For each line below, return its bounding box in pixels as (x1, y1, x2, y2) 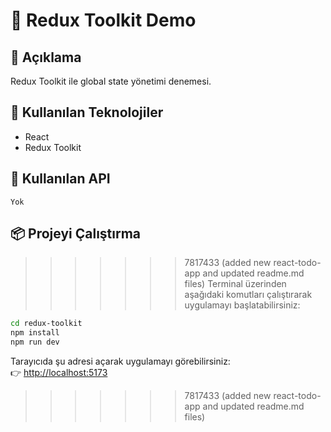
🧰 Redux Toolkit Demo (10, 9, 197, 32)
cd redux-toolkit (10, 319, 83, 329)
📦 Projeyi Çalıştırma (10, 225, 142, 243)
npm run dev (10, 337, 60, 348)
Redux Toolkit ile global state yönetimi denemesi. (10, 75, 212, 87)
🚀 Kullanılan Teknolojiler (10, 104, 164, 121)
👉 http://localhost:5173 (10, 367, 108, 379)
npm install (10, 328, 60, 338)
